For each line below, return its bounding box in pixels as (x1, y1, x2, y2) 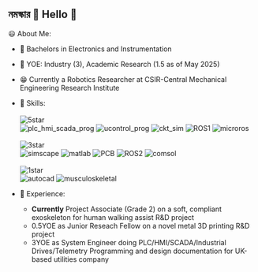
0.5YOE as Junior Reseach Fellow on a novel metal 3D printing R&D (31, 221, 250, 230)
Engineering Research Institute (19, 83, 120, 92)
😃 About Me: (8, 28, 51, 38)
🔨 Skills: (19, 98, 46, 107)
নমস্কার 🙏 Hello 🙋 (8, 8, 77, 21)
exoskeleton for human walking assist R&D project (31, 212, 195, 222)
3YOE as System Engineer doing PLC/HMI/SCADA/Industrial (31, 237, 226, 247)
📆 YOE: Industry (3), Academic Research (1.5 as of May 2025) (19, 59, 220, 69)
